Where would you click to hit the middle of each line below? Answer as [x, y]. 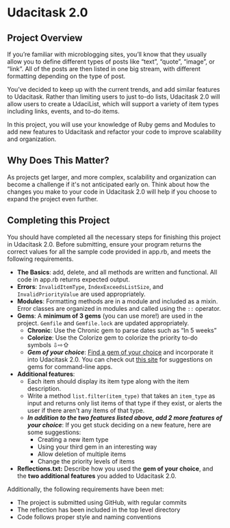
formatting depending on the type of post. [66, 76]
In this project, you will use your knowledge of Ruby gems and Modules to [111, 124]
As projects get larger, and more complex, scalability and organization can [112, 177]
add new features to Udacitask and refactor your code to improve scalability [114, 132]
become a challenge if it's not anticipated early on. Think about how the [108, 184]
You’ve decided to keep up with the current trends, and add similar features [114, 89]
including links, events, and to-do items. [63, 111]
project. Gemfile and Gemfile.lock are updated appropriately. [103, 323]
